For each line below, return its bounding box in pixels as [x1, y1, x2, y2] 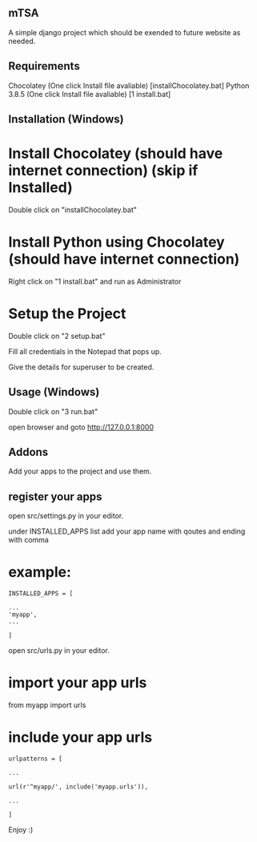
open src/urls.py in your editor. [8, 646, 110, 655]
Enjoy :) [8, 825, 34, 835]
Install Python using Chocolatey [8, 233, 226, 252]
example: [8, 563, 72, 582]
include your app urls [8, 728, 153, 747]
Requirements [8, 59, 80, 73]
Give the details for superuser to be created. [8, 362, 155, 372]
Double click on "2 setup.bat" [8, 331, 106, 340]
